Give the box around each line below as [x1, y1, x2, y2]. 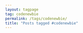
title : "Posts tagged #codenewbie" [5, 20, 79, 26]
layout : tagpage [5, 7, 39, 12]
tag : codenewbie [5, 12, 39, 16]
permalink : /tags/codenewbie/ [5, 16, 68, 21]
